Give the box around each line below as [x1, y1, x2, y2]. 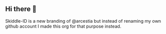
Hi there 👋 [5, 5, 37, 13]
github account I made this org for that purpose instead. [5, 23, 122, 29]
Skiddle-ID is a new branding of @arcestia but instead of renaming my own [5, 18, 161, 24]
